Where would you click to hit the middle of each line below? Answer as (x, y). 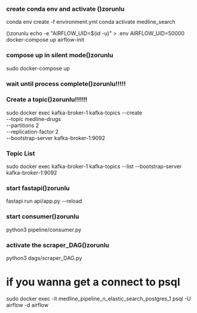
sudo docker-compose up (38, 68)
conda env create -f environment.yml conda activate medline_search (91, 22)
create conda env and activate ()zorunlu (65, 9)
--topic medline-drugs (34, 119)
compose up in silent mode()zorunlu (60, 55)
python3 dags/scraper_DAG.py (44, 258)
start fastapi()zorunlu (38, 188)
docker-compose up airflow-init (45, 40)
